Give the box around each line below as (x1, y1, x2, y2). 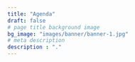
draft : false (7, 17, 46, 24)
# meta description (7, 37, 65, 44)
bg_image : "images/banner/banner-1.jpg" (7, 30, 129, 38)
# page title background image (7, 24, 100, 31)
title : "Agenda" (7, 10, 55, 18)
